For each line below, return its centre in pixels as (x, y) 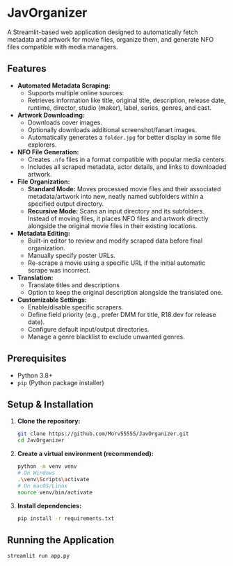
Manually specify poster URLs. (72, 255)
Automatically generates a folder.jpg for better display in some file (124, 137)
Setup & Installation (50, 404)
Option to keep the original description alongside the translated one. (125, 292)
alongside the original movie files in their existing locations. (112, 226)
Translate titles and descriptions (74, 285)
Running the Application (61, 540)
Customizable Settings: (52, 300)
